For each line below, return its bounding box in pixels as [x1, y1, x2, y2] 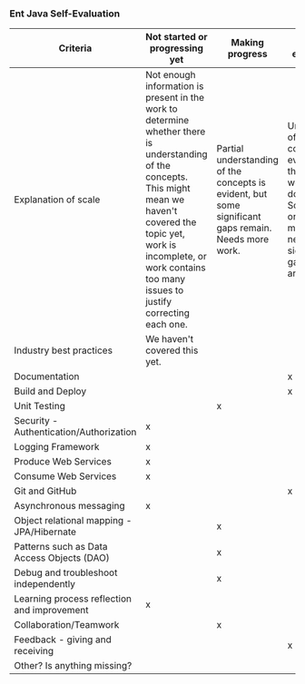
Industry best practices [14, 344, 113, 357]
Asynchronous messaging [14, 500, 125, 513]
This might [144, 182, 191, 195]
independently [14, 578, 75, 591]
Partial [216, 142, 244, 155]
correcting [144, 307, 191, 319]
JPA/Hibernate [14, 525, 77, 538]
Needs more [216, 233, 270, 246]
